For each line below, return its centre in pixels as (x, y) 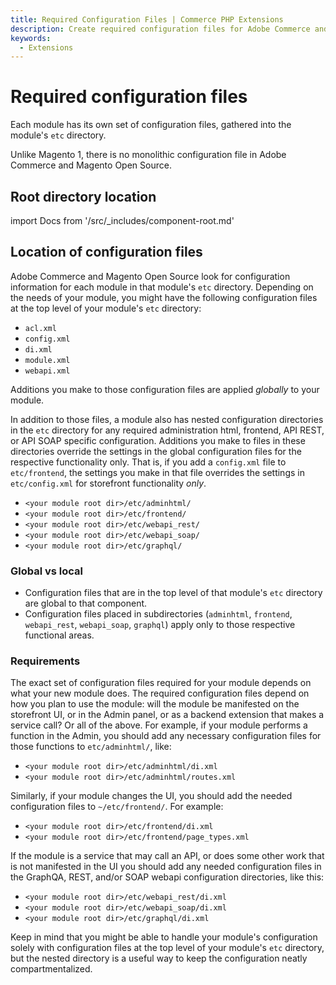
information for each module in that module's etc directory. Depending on (162, 287)
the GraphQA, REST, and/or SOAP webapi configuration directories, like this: (167, 877)
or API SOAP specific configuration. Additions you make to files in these (158, 440)
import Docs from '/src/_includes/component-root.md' (122, 220)
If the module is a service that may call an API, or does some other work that (167, 856)
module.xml (47, 360)
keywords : (31, 38)
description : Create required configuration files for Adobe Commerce (160, 29)
